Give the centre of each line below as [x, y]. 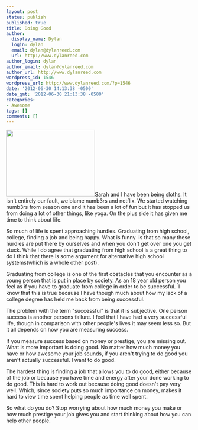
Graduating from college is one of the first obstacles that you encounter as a [99, 274]
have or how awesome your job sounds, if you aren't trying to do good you [97, 354]
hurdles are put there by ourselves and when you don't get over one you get [99, 244]
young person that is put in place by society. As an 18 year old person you [96, 280]
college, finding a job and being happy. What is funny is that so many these [98, 238]
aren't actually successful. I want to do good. [61, 360]
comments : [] [22, 116]
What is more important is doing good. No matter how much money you [93, 348]
